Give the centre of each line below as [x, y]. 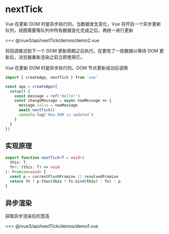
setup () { [20, 91]
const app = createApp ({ [31, 86]
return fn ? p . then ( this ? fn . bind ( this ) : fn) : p [65, 181]
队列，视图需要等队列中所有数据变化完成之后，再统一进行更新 [69, 30]
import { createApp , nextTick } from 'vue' [52, 77]
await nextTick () [37, 110]
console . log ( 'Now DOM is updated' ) [56, 115]
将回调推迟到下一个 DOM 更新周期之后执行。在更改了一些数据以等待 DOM [82, 51]
